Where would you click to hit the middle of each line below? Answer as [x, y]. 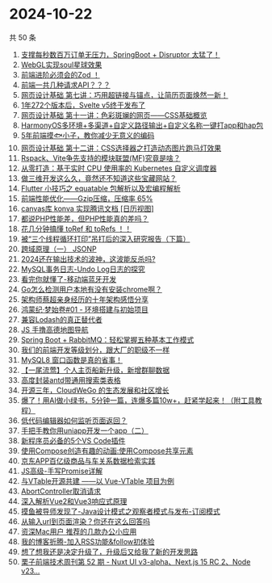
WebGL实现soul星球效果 [61, 65]
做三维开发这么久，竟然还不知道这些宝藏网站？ [98, 178]
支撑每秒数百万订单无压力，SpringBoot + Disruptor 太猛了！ [120, 54]
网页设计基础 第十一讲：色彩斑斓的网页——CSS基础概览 [114, 115]
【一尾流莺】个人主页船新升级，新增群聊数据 [95, 370]
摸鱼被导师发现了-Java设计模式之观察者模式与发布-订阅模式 [120, 511]
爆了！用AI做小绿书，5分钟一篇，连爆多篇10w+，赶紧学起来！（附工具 [138, 400]
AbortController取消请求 [61, 491]
